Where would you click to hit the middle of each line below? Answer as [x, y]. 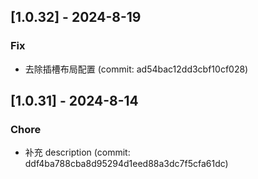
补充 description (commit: [77, 152]
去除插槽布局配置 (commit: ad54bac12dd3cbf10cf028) [136, 69]
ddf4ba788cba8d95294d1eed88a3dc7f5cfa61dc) [126, 164]
